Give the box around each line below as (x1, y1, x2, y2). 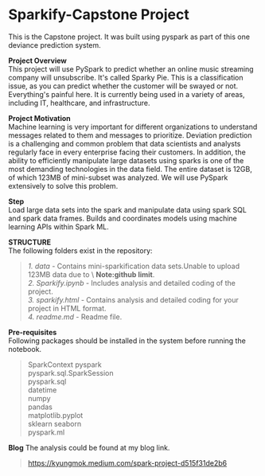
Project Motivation (8, 113, 71, 123)
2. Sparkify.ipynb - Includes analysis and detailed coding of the (27, 278, 236, 287)
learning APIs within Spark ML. (8, 221, 109, 232)
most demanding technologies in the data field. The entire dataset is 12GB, (8, 164, 252, 174)
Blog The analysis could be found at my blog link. (8, 443, 170, 452)
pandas (27, 402, 53, 412)
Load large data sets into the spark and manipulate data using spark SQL (8, 205, 247, 214)
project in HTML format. (27, 303, 107, 313)
